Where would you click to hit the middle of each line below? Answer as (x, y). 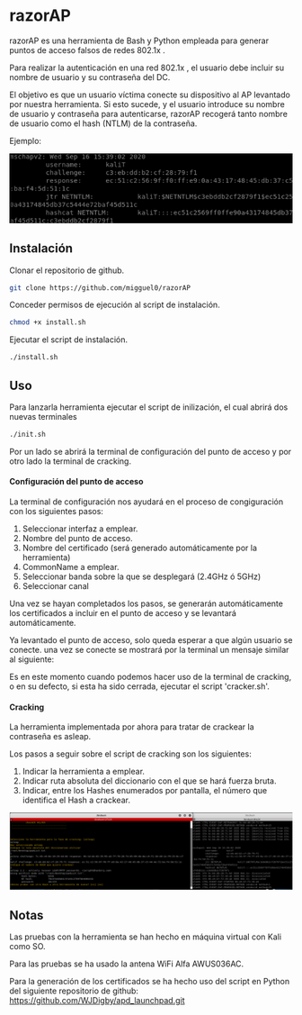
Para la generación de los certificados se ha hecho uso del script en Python (150, 981)
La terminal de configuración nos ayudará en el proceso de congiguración (147, 502)
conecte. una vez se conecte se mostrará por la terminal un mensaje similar (149, 650)
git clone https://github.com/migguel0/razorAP (100, 288)
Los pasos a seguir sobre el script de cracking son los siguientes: (130, 754)
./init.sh (28, 435)
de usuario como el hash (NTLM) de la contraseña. (103, 123)
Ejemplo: (26, 140)
